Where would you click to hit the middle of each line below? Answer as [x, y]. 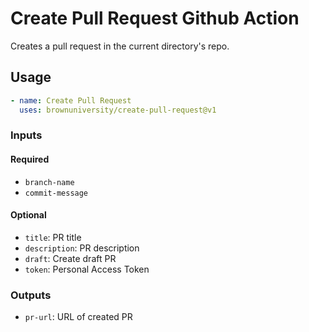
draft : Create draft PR [70, 258]
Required [30, 159]
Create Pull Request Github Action [155, 18]
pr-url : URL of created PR [78, 317]
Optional [28, 215]
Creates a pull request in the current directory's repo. [120, 46]
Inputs [26, 135]
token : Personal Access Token [87, 269]
